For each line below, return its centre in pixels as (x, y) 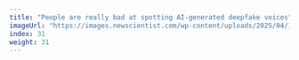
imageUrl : (28, 26)
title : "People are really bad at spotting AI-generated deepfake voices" (151, 17)
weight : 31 (29, 42)
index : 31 (28, 34)
